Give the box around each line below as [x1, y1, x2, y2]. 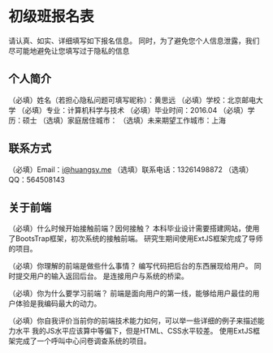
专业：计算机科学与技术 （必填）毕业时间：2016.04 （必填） [45, 105, 248, 114]
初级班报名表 [8, 7, 95, 26]
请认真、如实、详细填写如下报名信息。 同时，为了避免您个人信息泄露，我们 [8, 36, 260, 45]
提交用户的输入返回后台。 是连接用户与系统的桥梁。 [15, 271, 188, 281]
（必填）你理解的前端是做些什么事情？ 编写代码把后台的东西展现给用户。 [8, 261, 253, 271]
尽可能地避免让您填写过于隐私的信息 [8, 45, 130, 55]
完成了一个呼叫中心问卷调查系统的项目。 [15, 336, 151, 346]
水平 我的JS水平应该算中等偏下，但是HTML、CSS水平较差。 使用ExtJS [15, 326, 253, 336]
